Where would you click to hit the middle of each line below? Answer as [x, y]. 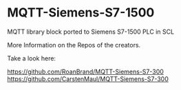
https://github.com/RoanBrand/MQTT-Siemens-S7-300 [85, 71]
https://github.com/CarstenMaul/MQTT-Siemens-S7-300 [88, 79]
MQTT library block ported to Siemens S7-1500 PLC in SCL [90, 32]
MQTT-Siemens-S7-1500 [81, 13]
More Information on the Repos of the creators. [74, 45]
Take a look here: [32, 58]
